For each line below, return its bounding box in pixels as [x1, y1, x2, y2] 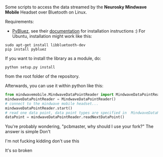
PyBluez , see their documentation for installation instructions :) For [12, 28, 146, 34]
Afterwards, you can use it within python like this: [5, 83, 103, 88]
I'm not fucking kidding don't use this [5, 138, 80, 144]
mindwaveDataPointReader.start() [5, 105, 73, 111]
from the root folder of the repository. [5, 73, 80, 79]
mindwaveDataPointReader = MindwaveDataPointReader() [5, 97, 116, 102]
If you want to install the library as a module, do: [5, 55, 101, 61]
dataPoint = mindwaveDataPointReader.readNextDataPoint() [5, 115, 125, 120]
